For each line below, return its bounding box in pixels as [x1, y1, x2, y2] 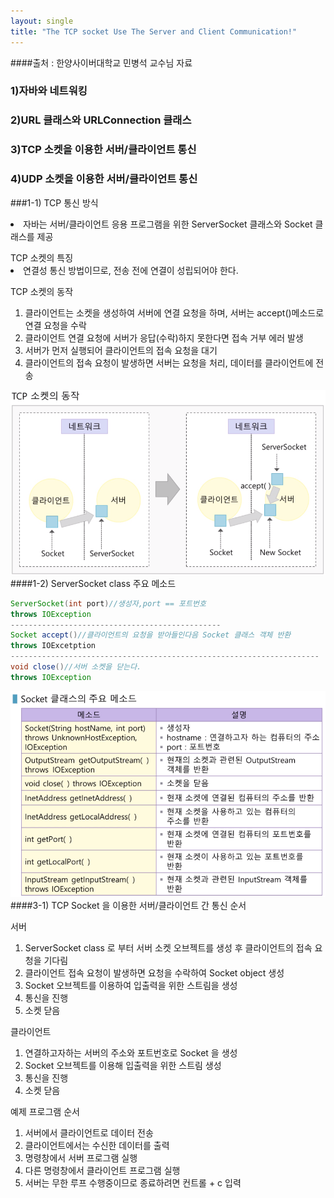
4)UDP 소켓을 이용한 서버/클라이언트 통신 [10, 172, 198, 186]
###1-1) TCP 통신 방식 [10, 196, 99, 209]
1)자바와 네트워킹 [10, 84, 88, 98]
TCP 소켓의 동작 [10, 285, 74, 297]
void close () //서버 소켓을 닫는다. [10, 662, 142, 672]
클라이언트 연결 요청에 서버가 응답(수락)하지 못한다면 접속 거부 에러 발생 [24, 331, 304, 344]
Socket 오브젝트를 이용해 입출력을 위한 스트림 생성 [24, 1059, 222, 1071]
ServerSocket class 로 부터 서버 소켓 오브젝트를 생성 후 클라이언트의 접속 [24, 941, 313, 954]
